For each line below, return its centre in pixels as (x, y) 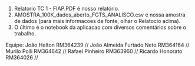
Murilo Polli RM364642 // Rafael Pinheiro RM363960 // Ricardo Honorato (94, 51)
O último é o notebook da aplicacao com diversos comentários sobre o (100, 27)
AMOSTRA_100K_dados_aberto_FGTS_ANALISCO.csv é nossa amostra (100, 15)
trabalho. (25, 34)
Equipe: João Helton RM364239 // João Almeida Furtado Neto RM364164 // (97, 45)
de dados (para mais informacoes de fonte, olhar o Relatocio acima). (97, 21)
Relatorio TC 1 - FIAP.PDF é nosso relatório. (67, 9)
